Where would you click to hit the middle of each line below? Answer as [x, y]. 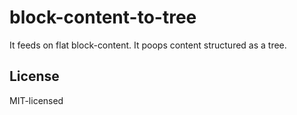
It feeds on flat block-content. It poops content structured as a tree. [148, 45]
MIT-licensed [36, 100]
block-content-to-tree [103, 17]
